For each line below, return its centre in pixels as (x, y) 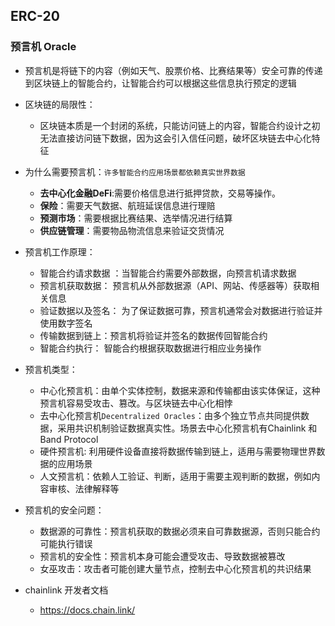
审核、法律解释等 (84, 488)
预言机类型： (51, 369)
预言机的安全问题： (64, 510)
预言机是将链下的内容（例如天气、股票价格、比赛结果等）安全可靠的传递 (173, 70)
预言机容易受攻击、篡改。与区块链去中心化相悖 (136, 403)
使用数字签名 (66, 323)
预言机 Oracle (43, 47)
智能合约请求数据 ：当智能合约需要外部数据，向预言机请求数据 (168, 273)
